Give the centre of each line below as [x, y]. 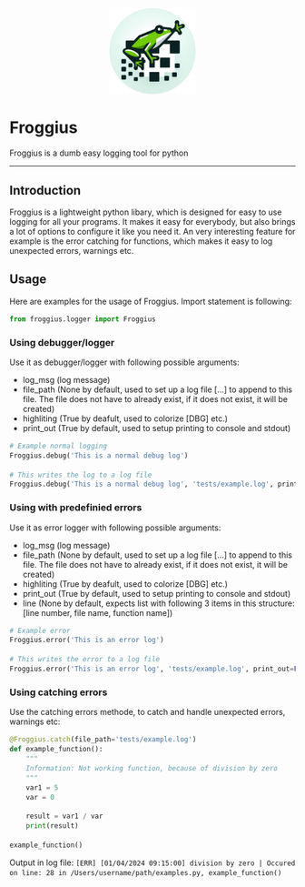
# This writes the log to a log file [81, 475]
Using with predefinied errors [76, 508]
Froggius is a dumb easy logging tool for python [99, 153]
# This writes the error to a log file [85, 660]
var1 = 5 [42, 787]
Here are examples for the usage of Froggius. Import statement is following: [151, 301]
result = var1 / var [64, 816]
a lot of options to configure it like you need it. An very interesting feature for [152, 231]
